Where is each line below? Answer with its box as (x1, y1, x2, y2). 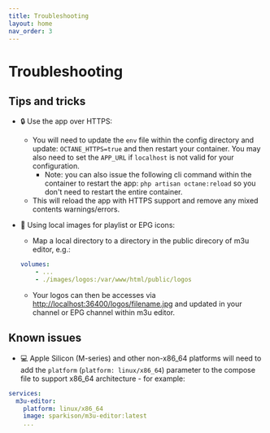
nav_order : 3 (8, 27, 53, 35)
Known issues (8, 331, 82, 345)
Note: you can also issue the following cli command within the (44, 170, 252, 180)
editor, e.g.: (32, 245, 71, 255)
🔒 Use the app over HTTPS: (20, 116, 112, 126)
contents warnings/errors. (32, 204, 120, 214)
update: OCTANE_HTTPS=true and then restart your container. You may (32, 144, 261, 154)
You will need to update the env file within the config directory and (32, 135, 255, 145)
